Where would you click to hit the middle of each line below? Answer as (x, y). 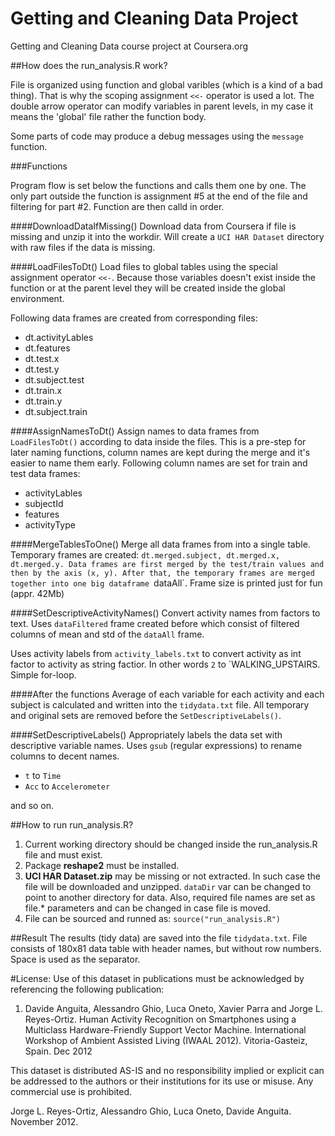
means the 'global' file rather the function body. (108, 116)
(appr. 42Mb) (37, 593)
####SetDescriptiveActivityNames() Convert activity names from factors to (165, 613)
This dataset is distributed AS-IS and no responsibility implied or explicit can (167, 1070)
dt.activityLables (59, 337)
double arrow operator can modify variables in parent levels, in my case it (161, 106)
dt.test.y (42, 369)
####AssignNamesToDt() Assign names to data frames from (135, 431)
